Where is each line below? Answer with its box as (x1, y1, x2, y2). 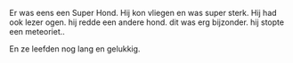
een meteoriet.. (9, 27, 65, 36)
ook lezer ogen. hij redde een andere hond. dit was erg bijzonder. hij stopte (9, 17, 285, 28)
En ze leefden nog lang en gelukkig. (9, 43, 141, 54)
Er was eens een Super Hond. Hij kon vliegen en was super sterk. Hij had (9, 8, 278, 18)
